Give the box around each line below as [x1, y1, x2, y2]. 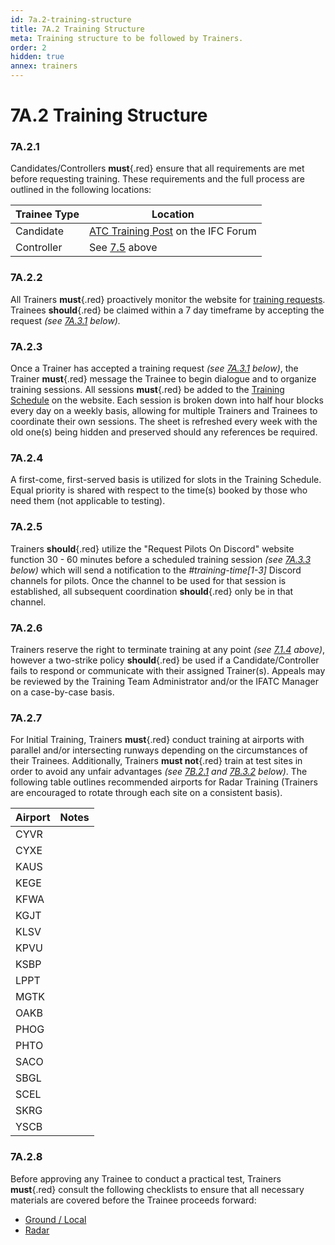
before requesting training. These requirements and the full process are [10, 173, 305, 185]
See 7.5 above [88, 241, 158, 255]
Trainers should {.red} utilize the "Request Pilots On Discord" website [10, 542, 295, 555]
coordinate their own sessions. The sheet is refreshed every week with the [10, 416, 318, 428]
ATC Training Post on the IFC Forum [88, 224, 257, 238]
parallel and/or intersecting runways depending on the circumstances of [10, 744, 308, 756]
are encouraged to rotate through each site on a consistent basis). [10, 787, 283, 799]
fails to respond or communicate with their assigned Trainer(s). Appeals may [10, 664, 326, 676]
